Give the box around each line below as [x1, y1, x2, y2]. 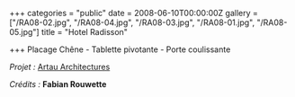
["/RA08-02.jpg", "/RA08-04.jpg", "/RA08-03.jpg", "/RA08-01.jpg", [9, 17, 255, 28]
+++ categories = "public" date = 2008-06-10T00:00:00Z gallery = [9, 8, 259, 18]
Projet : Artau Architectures [9, 62, 111, 72]
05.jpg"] [9, 27, 40, 37]
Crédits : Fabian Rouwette [9, 79, 107, 89]
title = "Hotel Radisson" [40, 27, 129, 37]
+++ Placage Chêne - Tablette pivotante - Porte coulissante [9, 44, 231, 55]
